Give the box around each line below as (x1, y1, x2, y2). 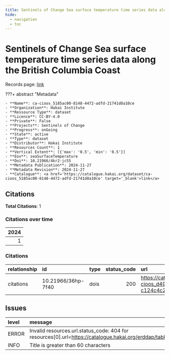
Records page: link (5, 81, 45, 87)
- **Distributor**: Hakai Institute (5, 141, 82, 146)
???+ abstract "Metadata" (5, 91, 59, 97)
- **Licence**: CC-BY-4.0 (5, 114, 60, 119)
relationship (8, 266, 37, 273)
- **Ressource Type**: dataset (5, 110, 71, 115)
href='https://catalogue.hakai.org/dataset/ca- (50, 172, 153, 177)
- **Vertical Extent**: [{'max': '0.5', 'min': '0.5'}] (5, 149, 125, 155)
